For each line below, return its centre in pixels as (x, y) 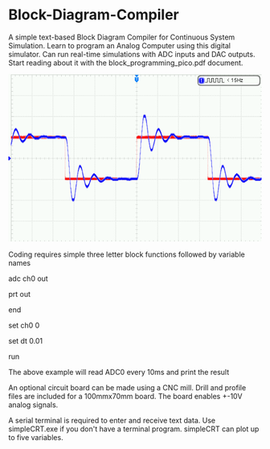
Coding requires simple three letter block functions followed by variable (127, 254)
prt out (19, 295)
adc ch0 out (28, 278)
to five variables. (36, 438)
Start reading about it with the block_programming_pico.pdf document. (126, 63)
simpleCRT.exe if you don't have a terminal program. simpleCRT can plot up (134, 429)
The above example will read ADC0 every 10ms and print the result (119, 373)
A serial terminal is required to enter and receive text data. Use (112, 421)
